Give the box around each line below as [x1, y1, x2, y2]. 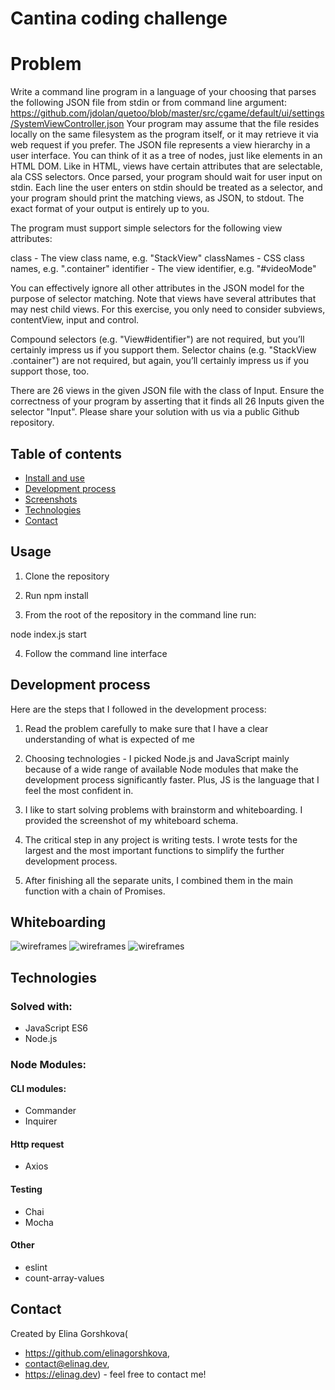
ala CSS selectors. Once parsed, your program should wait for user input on [10, 171, 323, 183]
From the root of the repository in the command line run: [24, 608, 257, 621]
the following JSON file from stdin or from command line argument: [10, 97, 287, 109]
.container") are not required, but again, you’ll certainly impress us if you [10, 355, 309, 367]
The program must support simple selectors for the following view [10, 222, 283, 234]
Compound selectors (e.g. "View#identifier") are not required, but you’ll [10, 333, 305, 346]
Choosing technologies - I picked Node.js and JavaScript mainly [24, 752, 290, 764]
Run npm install [24, 589, 89, 601]
